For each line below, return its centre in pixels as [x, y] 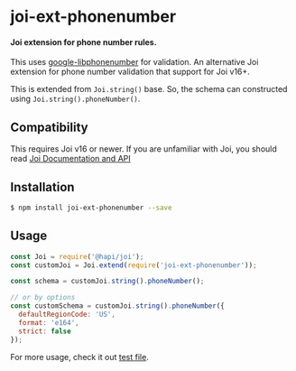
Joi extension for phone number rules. [83, 42]
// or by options [43, 298]
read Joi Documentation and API [70, 159]
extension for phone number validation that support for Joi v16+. [130, 72]
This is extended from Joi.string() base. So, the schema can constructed [149, 89]
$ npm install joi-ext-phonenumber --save [91, 208]
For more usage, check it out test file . [80, 357]
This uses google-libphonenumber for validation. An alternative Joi [134, 62]
